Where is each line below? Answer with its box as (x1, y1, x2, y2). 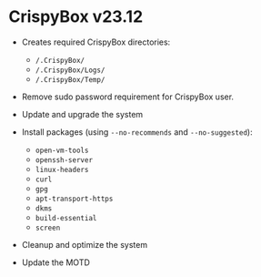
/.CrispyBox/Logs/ (35, 66, 105, 75)
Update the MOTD (21, 257, 90, 268)
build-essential (35, 213, 97, 222)
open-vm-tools (35, 146, 89, 155)
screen (35, 223, 61, 232)
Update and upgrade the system (21, 108, 144, 119)
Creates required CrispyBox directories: (21, 36, 171, 47)
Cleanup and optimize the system (21, 239, 147, 250)
